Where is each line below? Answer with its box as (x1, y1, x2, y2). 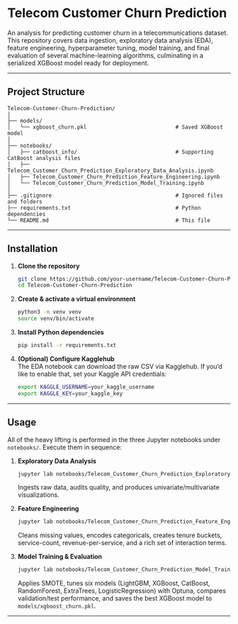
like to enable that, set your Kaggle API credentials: (17, 370, 167, 378)
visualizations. (17, 490, 60, 499)
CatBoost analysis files (7, 154, 81, 161)
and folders (7, 198, 42, 205)
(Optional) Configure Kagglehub (17, 354, 115, 363)
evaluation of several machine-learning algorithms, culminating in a (7, 51, 204, 60)
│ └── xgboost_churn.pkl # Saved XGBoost (7, 123, 223, 131)
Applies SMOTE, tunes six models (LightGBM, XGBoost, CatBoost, (17, 579, 210, 588)
